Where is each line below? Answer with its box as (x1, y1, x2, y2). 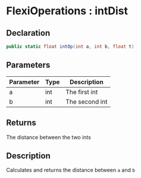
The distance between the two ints (6, 133, 91, 140)
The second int (65, 97, 108, 105)
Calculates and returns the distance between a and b (6, 167, 136, 174)
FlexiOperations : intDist (6, 4, 128, 18)
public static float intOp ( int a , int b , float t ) (6, 43, 134, 49)
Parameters (6, 60, 51, 70)
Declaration (6, 28, 51, 38)
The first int (65, 88, 98, 96)
